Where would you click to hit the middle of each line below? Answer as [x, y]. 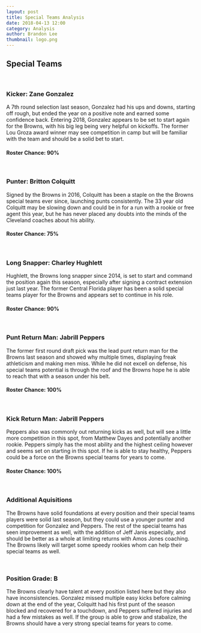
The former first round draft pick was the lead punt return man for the [92, 350]
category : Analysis [31, 28]
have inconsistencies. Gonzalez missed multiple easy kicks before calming [98, 598]
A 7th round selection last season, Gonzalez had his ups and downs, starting [101, 107]
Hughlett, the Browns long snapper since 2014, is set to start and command [99, 276]
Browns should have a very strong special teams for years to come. [89, 623]
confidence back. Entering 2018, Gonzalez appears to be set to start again [98, 120]
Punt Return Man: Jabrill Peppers [55, 338]
